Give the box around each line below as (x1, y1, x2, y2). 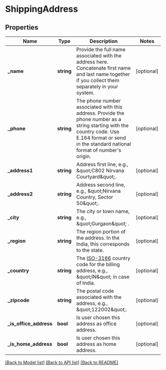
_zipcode (7, 297, 30, 303)
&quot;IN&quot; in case (76, 273, 130, 280)
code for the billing (76, 261, 120, 268)
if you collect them (76, 77, 120, 83)
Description (89, 38, 118, 44)
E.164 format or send (76, 134, 126, 141)
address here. (76, 58, 109, 65)
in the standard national (76, 141, 131, 147)
